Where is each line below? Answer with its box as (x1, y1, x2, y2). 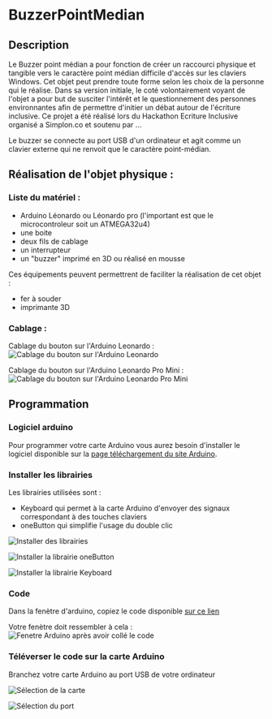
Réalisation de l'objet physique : (8, 168, 175, 182)
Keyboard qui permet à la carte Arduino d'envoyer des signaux (19, 503, 230, 513)
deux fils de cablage (19, 236, 89, 246)
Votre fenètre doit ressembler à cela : (8, 622, 132, 632)
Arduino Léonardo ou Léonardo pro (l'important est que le (19, 210, 214, 220)
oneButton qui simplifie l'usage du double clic (19, 520, 173, 530)
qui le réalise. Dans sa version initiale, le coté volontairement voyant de (8, 85, 246, 95)
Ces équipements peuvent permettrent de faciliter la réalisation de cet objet (8, 269, 261, 279)
